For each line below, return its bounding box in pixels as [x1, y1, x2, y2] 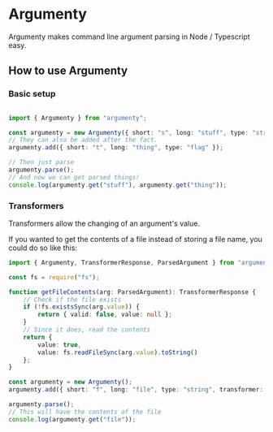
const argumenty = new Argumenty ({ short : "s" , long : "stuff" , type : [8, 128, 249, 136]
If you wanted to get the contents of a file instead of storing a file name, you [8, 234, 262, 244]
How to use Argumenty [8, 64, 128, 78]
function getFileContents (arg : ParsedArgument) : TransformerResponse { [8, 287, 256, 296]
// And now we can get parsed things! [8, 173, 140, 181]
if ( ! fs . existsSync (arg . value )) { [23, 303, 140, 311]
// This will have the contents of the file [8, 408, 162, 416]
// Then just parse [8, 158, 75, 166]
